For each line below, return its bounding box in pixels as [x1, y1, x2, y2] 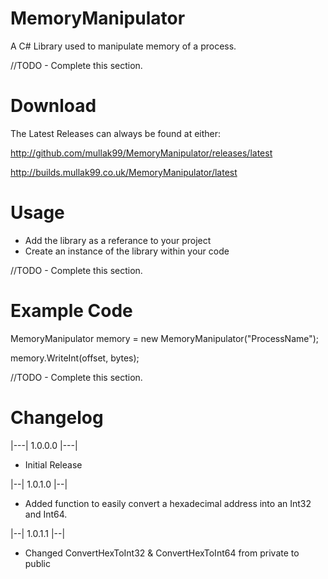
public [24, 557, 51, 569]
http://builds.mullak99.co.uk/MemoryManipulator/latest [10, 166, 238, 178]
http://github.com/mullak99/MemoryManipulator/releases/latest [10, 147, 273, 159]
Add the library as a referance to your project [24, 234, 212, 246]
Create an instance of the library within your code [24, 245, 230, 257]
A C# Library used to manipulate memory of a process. [10, 40, 237, 52]
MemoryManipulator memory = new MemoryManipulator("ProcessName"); [10, 332, 320, 344]
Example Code [10, 300, 133, 322]
